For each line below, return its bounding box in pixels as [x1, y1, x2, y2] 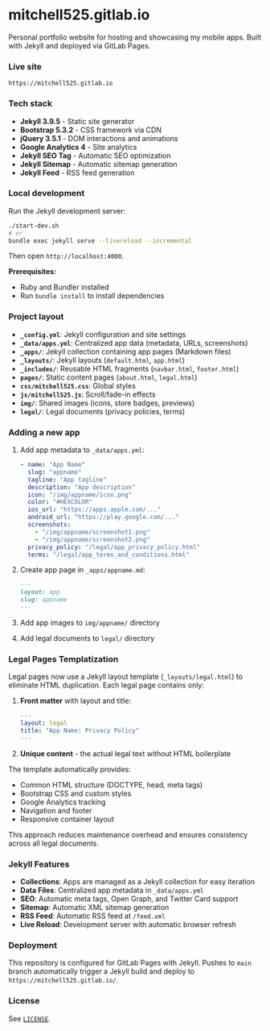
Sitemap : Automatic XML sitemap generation [19, 903, 170, 913]
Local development [8, 188, 85, 199]
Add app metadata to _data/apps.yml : [19, 445, 145, 455]
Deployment [8, 939, 58, 950]
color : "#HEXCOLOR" [27, 498, 93, 506]
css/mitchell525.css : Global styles [19, 380, 137, 390]
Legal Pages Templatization [8, 653, 119, 664]
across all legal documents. [8, 838, 99, 848]
